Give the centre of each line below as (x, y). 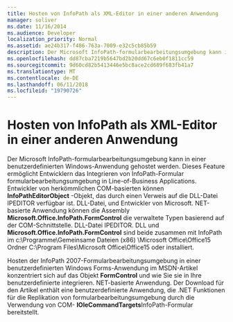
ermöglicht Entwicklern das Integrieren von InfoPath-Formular (96, 174)
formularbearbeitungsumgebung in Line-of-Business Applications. (102, 181)
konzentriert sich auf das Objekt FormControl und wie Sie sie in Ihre (105, 276)
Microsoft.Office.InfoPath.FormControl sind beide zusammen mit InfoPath (115, 233)
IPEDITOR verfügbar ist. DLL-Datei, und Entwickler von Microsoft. (101, 203)
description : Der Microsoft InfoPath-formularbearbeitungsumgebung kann (114, 53)
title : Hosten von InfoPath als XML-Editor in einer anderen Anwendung (113, 14)
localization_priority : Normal (52, 39)
